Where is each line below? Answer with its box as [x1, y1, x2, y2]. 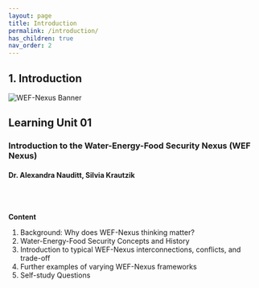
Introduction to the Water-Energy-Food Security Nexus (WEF [8, 140, 251, 151]
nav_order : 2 [8, 42, 52, 50]
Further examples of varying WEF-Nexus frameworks [19, 262, 197, 272]
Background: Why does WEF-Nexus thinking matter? [19, 228, 195, 237]
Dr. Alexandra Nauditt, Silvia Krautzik [8, 170, 135, 179]
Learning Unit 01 [8, 116, 92, 130]
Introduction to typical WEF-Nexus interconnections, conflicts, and [19, 245, 241, 254]
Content [8, 212, 36, 222]
